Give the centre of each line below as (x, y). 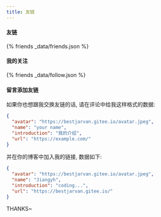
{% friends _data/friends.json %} (48, 46)
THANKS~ (19, 208)
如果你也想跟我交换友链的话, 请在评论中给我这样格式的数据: (81, 105)
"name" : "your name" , (39, 127)
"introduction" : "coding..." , (50, 186)
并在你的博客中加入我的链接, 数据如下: (54, 157)
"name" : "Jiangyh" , (37, 180)
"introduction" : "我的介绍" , (47, 133)
